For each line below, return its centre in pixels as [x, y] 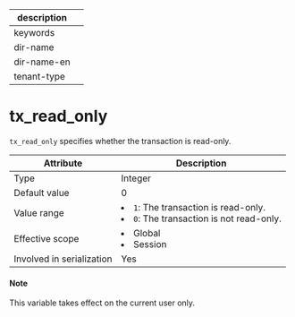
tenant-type [39, 77]
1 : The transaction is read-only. [200, 207]
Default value [42, 193]
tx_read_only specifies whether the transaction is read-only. [120, 141]
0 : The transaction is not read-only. [207, 218]
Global [147, 233]
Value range [39, 212]
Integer [136, 178]
